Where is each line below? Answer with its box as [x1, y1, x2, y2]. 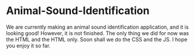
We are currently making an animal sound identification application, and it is [6, 23, 189, 30]
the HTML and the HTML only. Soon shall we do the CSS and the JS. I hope [6, 36, 187, 43]
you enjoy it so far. [6, 42, 51, 49]
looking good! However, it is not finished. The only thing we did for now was [6, 29, 189, 36]
